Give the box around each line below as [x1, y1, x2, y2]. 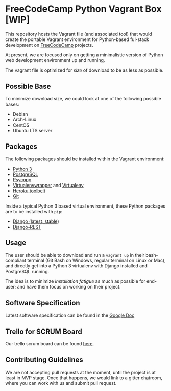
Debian [12, 111, 28, 117]
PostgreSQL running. [5, 269, 50, 275]
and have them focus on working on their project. [17, 284, 121, 290]
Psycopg [12, 176, 32, 182]
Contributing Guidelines [5, 356, 83, 364]
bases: [5, 101, 19, 107]
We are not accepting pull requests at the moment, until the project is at [5, 369, 156, 375]
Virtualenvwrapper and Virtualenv [12, 182, 84, 188]
